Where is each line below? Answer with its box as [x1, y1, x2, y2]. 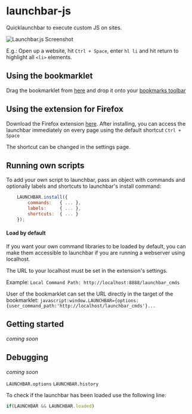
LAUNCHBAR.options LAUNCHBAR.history [6, 381, 99, 387]
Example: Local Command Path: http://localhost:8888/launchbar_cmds [6, 278, 180, 285]
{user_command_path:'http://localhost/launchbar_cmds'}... [6, 303, 156, 309]
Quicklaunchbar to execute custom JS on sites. [6, 24, 122, 31]
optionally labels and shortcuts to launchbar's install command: [6, 182, 162, 190]
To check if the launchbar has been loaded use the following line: [6, 391, 166, 398]
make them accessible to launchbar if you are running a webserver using [6, 249, 185, 256]
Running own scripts [6, 160, 85, 171]
